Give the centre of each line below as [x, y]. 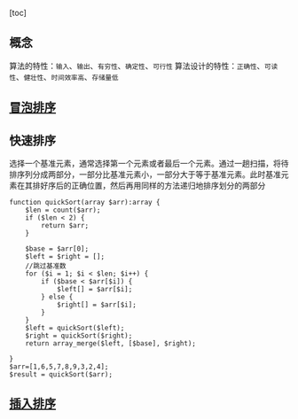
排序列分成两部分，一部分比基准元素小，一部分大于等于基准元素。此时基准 [145, 175]
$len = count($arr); [63, 210]
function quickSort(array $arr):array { [85, 203]
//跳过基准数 [46, 266]
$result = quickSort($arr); [61, 375]
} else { [57, 297]
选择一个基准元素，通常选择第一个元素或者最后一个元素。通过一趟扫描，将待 [149, 164]
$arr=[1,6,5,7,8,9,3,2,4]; [59, 367]
